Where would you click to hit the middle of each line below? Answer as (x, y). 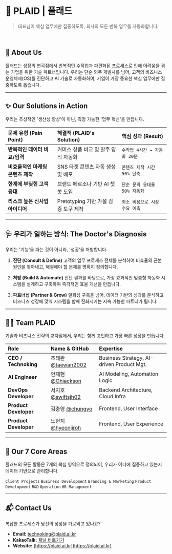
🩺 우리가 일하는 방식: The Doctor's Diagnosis (76, 234)
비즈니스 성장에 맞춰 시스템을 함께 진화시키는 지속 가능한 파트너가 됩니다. (85, 301)
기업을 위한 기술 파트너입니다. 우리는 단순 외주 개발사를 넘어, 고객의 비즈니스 (86, 72)
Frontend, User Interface (128, 408)
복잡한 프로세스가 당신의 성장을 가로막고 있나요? (53, 523)
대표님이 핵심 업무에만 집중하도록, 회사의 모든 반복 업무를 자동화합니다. (88, 26)
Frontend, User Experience (131, 424)
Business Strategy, (122, 358)
